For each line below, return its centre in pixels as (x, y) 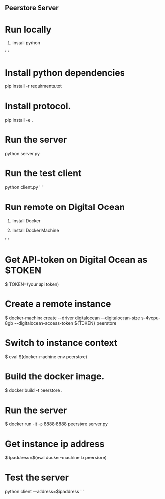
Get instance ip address (55, 444)
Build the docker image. (55, 377)
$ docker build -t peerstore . (34, 390)
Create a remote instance (58, 304)
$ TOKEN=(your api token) (32, 284)
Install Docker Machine (36, 230)
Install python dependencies (65, 72)
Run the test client (43, 174)
